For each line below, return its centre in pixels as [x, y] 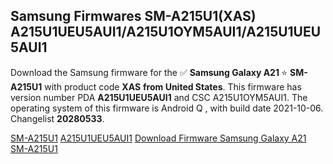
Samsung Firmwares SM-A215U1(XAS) [133, 16]
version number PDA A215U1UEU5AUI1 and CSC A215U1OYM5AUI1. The [159, 97]
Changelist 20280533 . [57, 118]
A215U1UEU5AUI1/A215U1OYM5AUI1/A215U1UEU [166, 32]
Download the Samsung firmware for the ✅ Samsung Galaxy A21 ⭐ [149, 72]
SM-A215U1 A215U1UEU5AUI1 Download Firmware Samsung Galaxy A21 [158, 138]
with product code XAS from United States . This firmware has [173, 86]
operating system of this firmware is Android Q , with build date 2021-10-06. [167, 108]
